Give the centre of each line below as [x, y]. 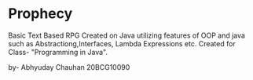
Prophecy [40, 14]
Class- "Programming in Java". [58, 52]
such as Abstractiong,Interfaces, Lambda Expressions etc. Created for [122, 43]
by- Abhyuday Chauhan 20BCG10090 [69, 67]
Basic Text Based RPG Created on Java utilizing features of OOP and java [127, 35]
